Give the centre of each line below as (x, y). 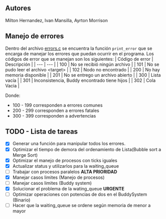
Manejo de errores (35, 36)
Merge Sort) (25, 155)
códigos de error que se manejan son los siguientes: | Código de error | (79, 59)
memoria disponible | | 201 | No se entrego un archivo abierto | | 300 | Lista (83, 75)
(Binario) (21, 200)
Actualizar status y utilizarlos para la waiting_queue (66, 166)
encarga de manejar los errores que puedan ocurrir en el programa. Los (80, 53)
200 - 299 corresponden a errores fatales (56, 111)
